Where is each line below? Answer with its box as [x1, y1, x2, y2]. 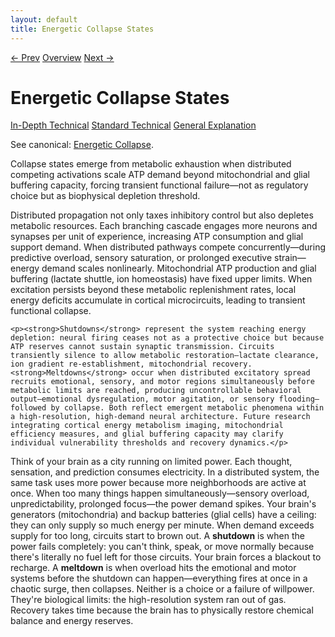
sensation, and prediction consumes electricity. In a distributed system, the [10, 466, 320, 478]
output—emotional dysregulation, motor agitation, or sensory [10, 394, 275, 405]
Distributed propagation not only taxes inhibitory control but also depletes [10, 209, 314, 221]
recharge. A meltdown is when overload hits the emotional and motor [10, 562, 297, 574]
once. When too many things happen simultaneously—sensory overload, [10, 487, 310, 500]
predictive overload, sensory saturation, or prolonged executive [10, 252, 273, 264]
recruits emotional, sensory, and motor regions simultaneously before [10, 377, 315, 387]
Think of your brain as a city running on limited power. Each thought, [10, 456, 293, 468]
